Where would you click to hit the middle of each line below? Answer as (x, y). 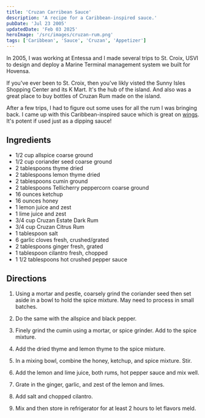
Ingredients (29, 140)
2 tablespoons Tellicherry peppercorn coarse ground (82, 187)
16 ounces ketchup (39, 194)
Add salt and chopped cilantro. (54, 396)
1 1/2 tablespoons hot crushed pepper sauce (71, 259)
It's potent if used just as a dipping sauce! (59, 121)
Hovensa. (18, 71)
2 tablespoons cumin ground (51, 181)
